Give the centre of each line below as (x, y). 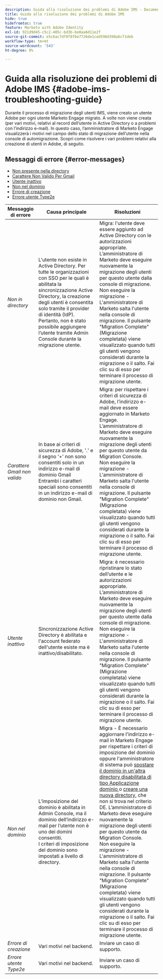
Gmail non (19, 472)
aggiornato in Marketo (124, 414)
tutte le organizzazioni (64, 272)
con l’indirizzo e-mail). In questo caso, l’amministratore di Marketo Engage (79, 128)
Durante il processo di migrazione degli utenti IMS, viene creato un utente (78, 113)
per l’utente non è (69, 825)
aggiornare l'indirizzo (123, 734)
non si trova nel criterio (125, 801)
